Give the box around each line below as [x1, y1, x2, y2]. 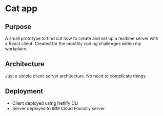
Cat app [5, 3, 38, 14]
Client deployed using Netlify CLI [12, 100, 79, 106]
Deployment [5, 87, 43, 95]
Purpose [5, 23, 32, 31]
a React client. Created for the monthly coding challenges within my [5, 41, 142, 46]
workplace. [5, 46, 28, 51]
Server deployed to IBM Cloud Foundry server [12, 105, 105, 111]
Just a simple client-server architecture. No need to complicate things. [5, 73, 147, 79]
